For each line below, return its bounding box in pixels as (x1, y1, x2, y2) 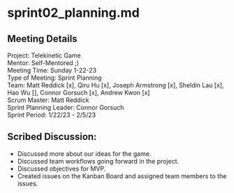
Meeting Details (7, 33, 78, 45)
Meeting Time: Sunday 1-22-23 (7, 66, 97, 74)
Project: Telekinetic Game (7, 51, 82, 59)
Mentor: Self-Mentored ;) (7, 59, 79, 67)
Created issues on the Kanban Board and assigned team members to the (17, 171, 227, 180)
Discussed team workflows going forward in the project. (17, 157, 180, 165)
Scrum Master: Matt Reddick (7, 96, 89, 104)
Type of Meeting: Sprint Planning (7, 73, 103, 82)
